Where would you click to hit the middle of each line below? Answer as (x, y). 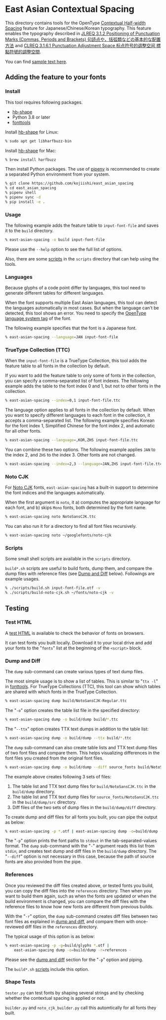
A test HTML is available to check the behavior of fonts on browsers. (75, 633)
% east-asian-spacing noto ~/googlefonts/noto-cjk (58, 535)
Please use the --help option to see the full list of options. (64, 249)
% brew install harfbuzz (31, 160)
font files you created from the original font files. (54, 758)
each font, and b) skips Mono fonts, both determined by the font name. (76, 508)
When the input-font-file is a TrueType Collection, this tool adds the (76, 361)
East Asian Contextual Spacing (70, 9)
